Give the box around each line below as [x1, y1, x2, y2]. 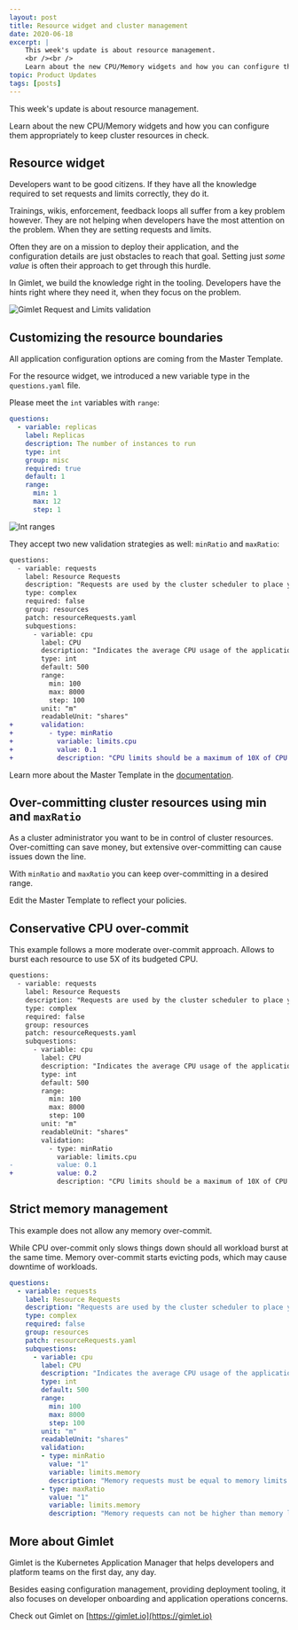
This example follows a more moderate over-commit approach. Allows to [9, 944, 275, 955]
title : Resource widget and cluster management [9, 21, 189, 30]
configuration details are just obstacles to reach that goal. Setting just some [9, 251, 286, 262]
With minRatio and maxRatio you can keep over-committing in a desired [9, 868, 269, 879]
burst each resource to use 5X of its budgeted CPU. [9, 954, 199, 965]
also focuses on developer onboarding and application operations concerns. [9, 1594, 288, 1603]
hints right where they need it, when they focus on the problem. [9, 287, 241, 298]
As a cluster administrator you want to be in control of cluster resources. [9, 833, 274, 843]
